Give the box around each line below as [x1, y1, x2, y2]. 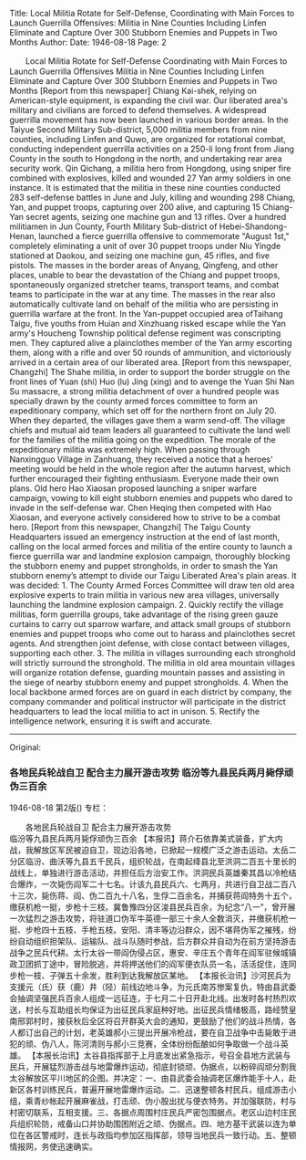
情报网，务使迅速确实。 [9, 1141, 97, 1153]
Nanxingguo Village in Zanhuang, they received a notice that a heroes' [9, 454, 273, 465]
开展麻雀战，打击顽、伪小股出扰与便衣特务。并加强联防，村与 [65, 1095, 297, 1107]
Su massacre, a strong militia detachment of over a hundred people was [9, 386, 280, 396]
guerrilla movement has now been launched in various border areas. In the [9, 114, 289, 125]
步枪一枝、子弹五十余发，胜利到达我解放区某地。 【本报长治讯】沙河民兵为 [9, 970, 291, 981]
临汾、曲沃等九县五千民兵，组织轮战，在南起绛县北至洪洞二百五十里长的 [25, 856, 297, 867]
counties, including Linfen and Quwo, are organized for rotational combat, [9, 134, 287, 144]
